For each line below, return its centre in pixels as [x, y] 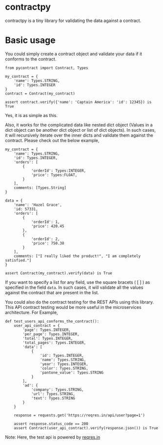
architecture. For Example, [31, 312]
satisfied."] [18, 260]
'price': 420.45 [48, 226]
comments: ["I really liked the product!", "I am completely [77, 256]
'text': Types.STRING [53, 398]
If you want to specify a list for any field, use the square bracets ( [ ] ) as [78, 282]
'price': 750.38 [48, 243]
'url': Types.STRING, [53, 394]
